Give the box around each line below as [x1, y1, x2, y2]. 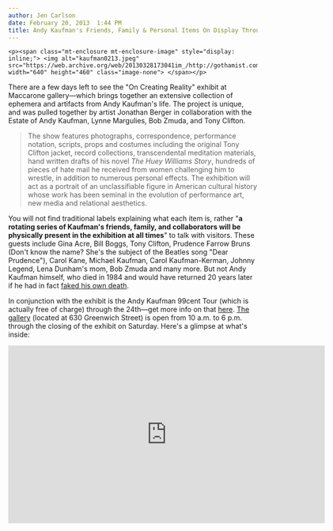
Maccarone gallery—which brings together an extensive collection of [8, 91, 233, 100]
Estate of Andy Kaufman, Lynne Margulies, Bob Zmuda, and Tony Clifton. [8, 116, 246, 126]
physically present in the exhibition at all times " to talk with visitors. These [8, 231, 255, 240]
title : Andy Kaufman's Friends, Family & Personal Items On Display [8, 26, 239, 34]
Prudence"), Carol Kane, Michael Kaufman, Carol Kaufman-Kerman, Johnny [8, 256, 255, 265]
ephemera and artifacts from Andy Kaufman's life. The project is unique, [8, 100, 244, 109]
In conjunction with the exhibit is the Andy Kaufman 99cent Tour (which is [8, 296, 249, 306]
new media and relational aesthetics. [27, 198, 148, 208]
